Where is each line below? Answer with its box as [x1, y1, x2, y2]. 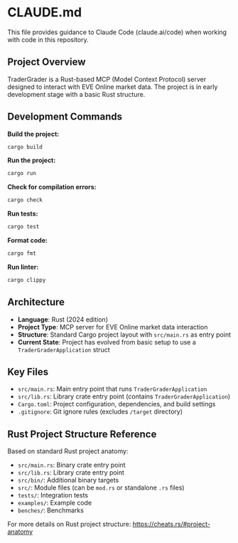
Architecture [7, 296, 65, 308]
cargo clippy [7, 276, 46, 283]
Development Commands [7, 111, 123, 123]
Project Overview [7, 56, 86, 68]
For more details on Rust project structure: [7, 520, 131, 529]
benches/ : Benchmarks [17, 506, 84, 515]
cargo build [7, 143, 43, 150]
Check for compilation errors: [7, 183, 97, 191]
